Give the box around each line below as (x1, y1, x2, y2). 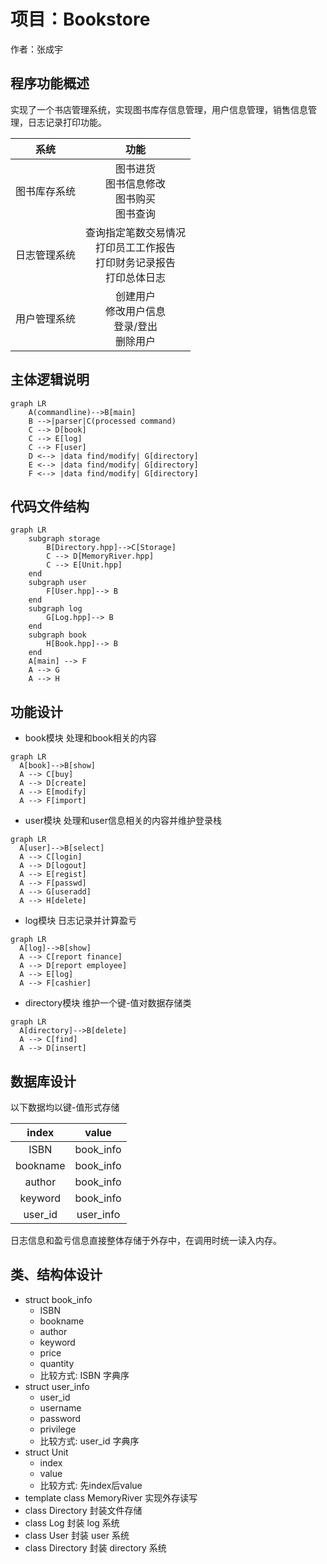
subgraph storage (28, 534, 101, 544)
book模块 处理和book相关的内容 (24, 732, 157, 744)
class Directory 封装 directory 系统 (24, 1541, 167, 1554)
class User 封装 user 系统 (24, 1529, 130, 1541)
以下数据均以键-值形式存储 (10, 1101, 120, 1113)
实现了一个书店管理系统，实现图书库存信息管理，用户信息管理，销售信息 (10, 103, 308, 115)
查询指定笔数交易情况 (85, 225, 187, 239)
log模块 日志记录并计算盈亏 (24, 915, 138, 927)
